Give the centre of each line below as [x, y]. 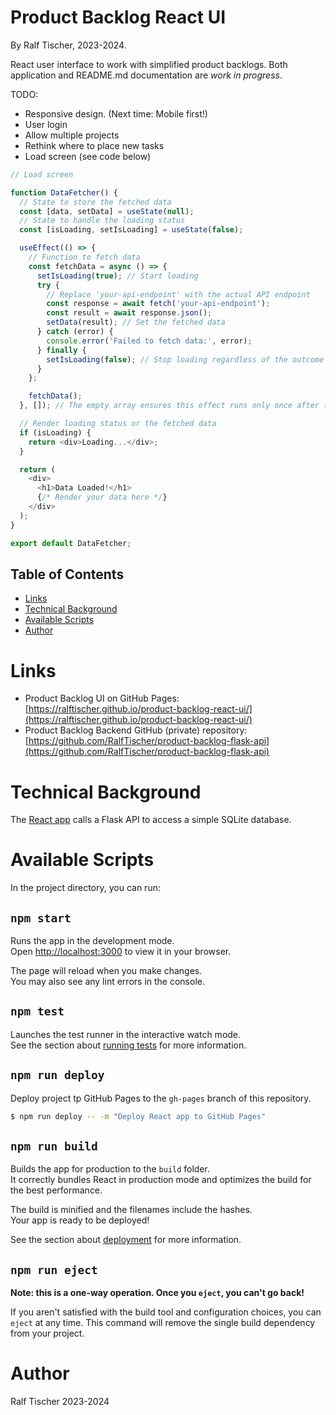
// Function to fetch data [84, 257]
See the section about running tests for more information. [128, 1045]
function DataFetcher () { [64, 192]
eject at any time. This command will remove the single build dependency [163, 1323]
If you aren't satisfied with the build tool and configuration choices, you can [166, 1312]
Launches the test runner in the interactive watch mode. [126, 1034]
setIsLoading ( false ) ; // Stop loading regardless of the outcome [185, 359]
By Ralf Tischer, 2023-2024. [68, 45]
